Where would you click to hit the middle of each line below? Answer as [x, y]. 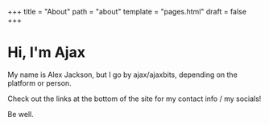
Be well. [21, 114]
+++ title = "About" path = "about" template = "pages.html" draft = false [127, 12]
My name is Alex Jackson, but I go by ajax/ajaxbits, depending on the [123, 75]
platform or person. [39, 83]
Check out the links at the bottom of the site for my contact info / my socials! [134, 99]
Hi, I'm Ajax [47, 52]
